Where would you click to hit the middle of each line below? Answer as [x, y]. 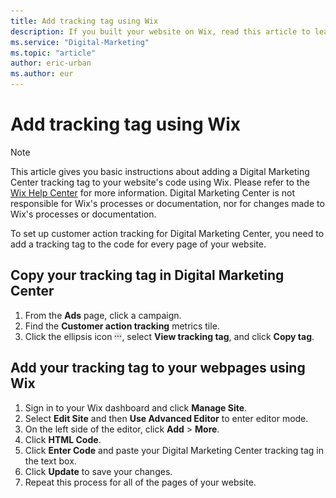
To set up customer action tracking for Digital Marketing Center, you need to [167, 233]
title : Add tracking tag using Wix [84, 21]
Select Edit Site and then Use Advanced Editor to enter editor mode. [166, 418]
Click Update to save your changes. [98, 471]
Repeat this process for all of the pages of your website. [140, 482]
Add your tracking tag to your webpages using [158, 368]
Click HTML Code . [63, 439]
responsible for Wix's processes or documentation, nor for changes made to [167, 203]
